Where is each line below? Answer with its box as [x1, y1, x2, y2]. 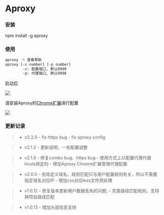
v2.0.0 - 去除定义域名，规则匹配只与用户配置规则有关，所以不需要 [24, 171, 158, 177]
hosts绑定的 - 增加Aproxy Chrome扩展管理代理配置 [24, 161, 127, 167]
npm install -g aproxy [5, 33, 48, 39]
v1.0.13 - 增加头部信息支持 [24, 204, 77, 210]
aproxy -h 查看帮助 [5, 57, 42, 62]
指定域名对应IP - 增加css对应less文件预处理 [24, 177, 113, 183]
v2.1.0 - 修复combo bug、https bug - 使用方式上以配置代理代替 [24, 155, 152, 161]
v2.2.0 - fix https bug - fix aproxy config [24, 134, 106, 140]
